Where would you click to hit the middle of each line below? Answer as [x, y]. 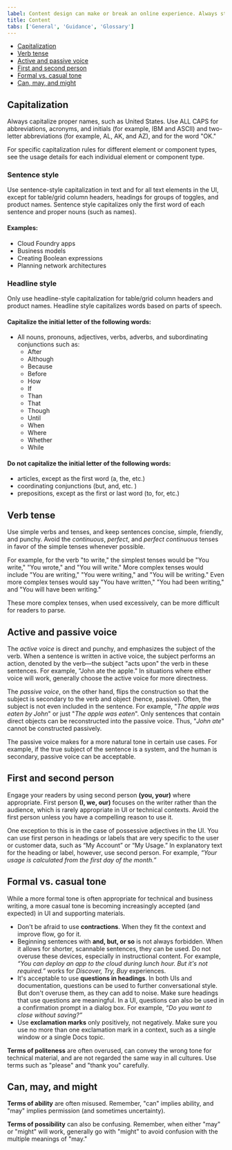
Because [40, 366]
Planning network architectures [62, 265]
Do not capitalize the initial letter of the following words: [89, 463]
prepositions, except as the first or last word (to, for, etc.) [98, 493]
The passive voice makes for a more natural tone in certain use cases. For [112, 742]
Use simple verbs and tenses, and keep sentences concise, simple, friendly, [115, 532]
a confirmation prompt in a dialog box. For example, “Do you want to [115, 1007]
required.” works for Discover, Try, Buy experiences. [91, 971]
